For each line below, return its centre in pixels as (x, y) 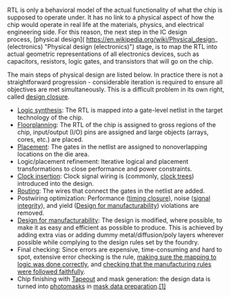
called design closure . (39, 97)
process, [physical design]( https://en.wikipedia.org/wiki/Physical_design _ (112, 39)
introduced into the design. (56, 183)
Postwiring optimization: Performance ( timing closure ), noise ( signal (113, 198)
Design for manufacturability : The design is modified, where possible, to (120, 220)
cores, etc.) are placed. (50, 140)
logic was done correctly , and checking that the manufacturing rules (114, 264)
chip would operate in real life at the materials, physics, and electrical (106, 25)
